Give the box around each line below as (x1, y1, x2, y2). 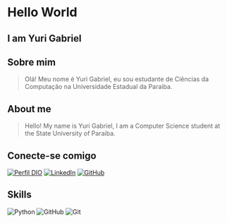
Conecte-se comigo (7, 150, 97, 162)
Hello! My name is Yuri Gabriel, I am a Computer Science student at (24, 121, 221, 131)
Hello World (7, 4, 78, 20)
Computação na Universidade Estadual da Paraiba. (24, 83, 173, 91)
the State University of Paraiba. (24, 129, 116, 138)
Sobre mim (7, 56, 56, 68)
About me (7, 103, 51, 115)
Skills (7, 188, 32, 201)
